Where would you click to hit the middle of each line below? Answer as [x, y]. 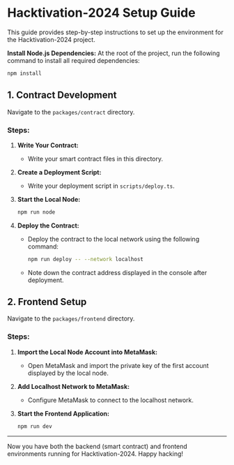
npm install [24, 73]
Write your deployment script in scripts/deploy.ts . [101, 186]
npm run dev [34, 426]
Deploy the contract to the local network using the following [114, 239]
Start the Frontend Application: [63, 413]
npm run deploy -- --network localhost [86, 259]
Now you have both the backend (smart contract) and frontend [97, 446]
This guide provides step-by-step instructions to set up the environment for [116, 32]
